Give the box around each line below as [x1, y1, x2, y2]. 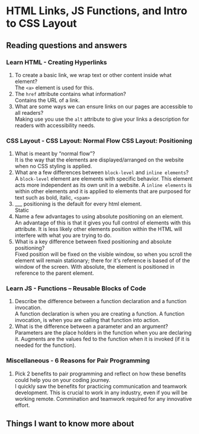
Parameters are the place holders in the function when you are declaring [14, 329, 192, 336]
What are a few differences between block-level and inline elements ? [14, 169, 189, 176]
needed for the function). [14, 342, 76, 349]
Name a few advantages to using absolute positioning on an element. [14, 213, 184, 220]
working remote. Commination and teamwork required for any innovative [14, 395, 192, 402]
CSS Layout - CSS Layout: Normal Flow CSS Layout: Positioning [6, 136, 192, 144]
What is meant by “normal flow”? [14, 150, 95, 157]
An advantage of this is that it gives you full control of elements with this [14, 219, 191, 226]
